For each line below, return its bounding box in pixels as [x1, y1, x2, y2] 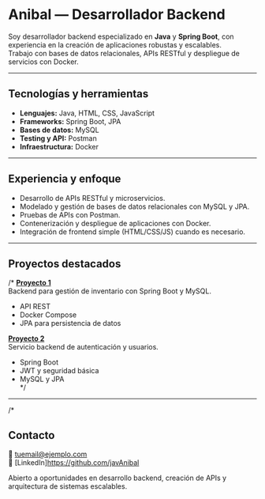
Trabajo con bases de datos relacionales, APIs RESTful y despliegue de [8, 48, 241, 58]
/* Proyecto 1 [8, 278, 51, 288]
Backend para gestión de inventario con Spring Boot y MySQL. [8, 286, 211, 296]
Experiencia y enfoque [8, 172, 121, 186]
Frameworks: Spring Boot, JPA [19, 116, 121, 126]
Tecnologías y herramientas [8, 87, 149, 100]
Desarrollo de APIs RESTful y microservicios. [19, 193, 166, 202]
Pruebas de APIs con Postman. [19, 210, 121, 219]
